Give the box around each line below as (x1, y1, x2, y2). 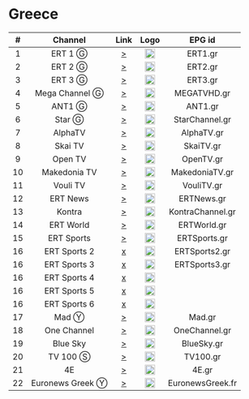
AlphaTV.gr (181, 127, 225, 138)
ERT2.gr (187, 61, 218, 72)
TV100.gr (183, 350, 221, 362)
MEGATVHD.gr (174, 87, 231, 98)
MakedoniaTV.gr (170, 166, 234, 178)
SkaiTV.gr (183, 139, 221, 151)
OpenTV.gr (181, 153, 224, 165)
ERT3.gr (187, 74, 218, 85)
